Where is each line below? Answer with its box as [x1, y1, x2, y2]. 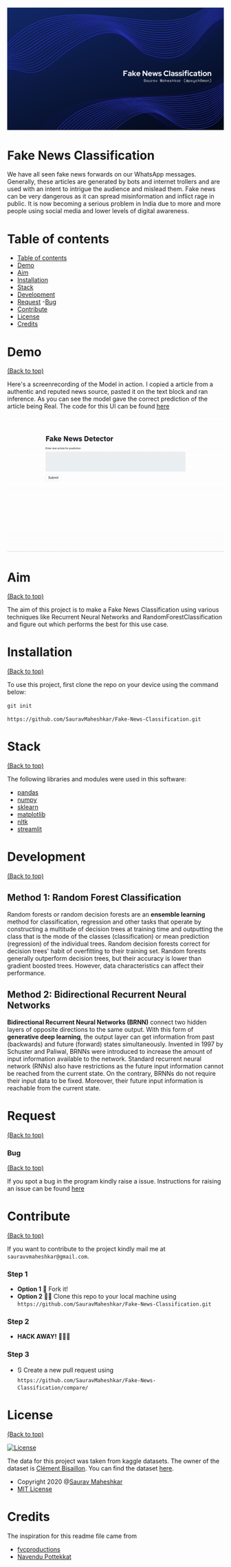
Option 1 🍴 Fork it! [16, 1285, 69, 1293]
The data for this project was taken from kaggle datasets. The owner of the [7, 1457, 220, 1465]
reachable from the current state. [7, 1084, 101, 1092]
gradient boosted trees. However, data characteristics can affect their [7, 961, 204, 970]
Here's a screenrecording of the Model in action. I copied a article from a [7, 380, 213, 388]
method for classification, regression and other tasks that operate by [7, 917, 201, 926]
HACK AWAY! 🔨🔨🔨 [16, 1333, 71, 1341]
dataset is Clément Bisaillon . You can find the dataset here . [7, 1464, 174, 1473]
